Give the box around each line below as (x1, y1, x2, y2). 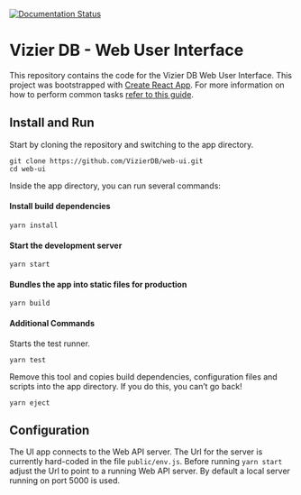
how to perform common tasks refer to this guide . (9, 88, 194, 99)
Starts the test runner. (9, 338, 90, 349)
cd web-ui (9, 164, 47, 173)
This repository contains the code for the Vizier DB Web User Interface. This (9, 69, 293, 80)
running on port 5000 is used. (9, 475, 120, 486)
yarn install (9, 221, 59, 230)
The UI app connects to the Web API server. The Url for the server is (9, 446, 263, 457)
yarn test (9, 355, 47, 364)
